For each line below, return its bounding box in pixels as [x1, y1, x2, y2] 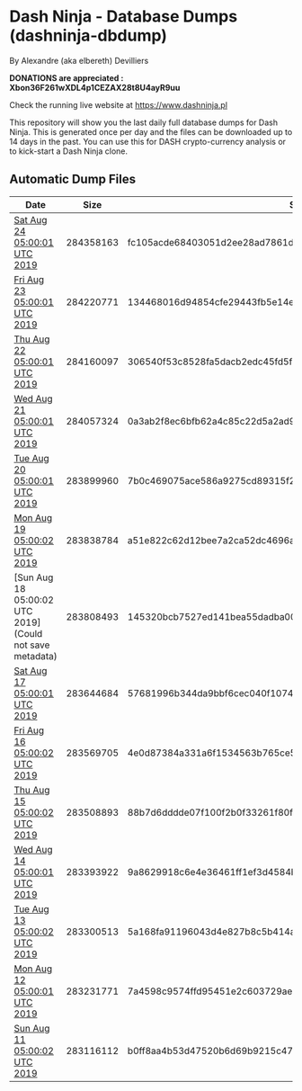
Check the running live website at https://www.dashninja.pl [9, 99, 227, 110]
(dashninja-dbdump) [9, 25, 168, 46]
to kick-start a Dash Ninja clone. [9, 146, 129, 156]
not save [13, 639, 50, 651]
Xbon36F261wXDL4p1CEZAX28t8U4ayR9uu [9, 82, 181, 93]
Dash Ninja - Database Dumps [9, 6, 238, 27]
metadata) [13, 649, 58, 662]
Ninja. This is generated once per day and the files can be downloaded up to [9, 126, 293, 137]
